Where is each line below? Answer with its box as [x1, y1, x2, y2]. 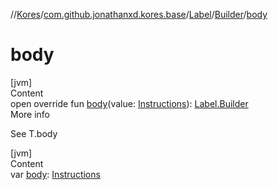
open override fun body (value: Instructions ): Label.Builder [10, 97, 249, 109]
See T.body [10, 127, 58, 139]
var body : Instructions [10, 168, 101, 180]
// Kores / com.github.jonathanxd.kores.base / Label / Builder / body [10, 9, 268, 20]
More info [10, 108, 51, 120]
